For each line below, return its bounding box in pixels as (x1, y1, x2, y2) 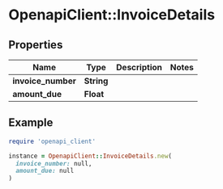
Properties (8, 38, 63, 52)
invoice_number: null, (15, 159, 92, 167)
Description (116, 62, 162, 73)
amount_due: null (15, 167, 75, 175)
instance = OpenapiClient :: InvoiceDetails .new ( (8, 152, 173, 160)
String (84, 75, 109, 86)
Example (8, 115, 54, 130)
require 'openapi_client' (8, 137, 96, 145)
